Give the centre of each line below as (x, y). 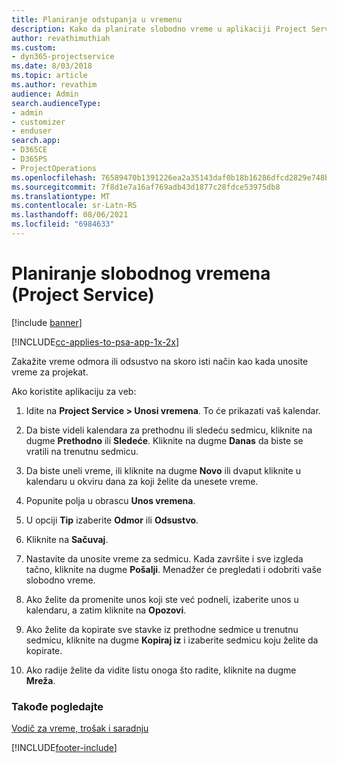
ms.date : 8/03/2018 (52, 66)
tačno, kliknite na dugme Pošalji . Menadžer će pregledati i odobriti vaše (173, 569)
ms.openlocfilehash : (54, 177)
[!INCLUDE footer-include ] (64, 748)
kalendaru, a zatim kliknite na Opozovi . (106, 610)
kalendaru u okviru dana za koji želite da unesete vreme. (142, 481)
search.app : (36, 141)
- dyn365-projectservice (63, 57)
